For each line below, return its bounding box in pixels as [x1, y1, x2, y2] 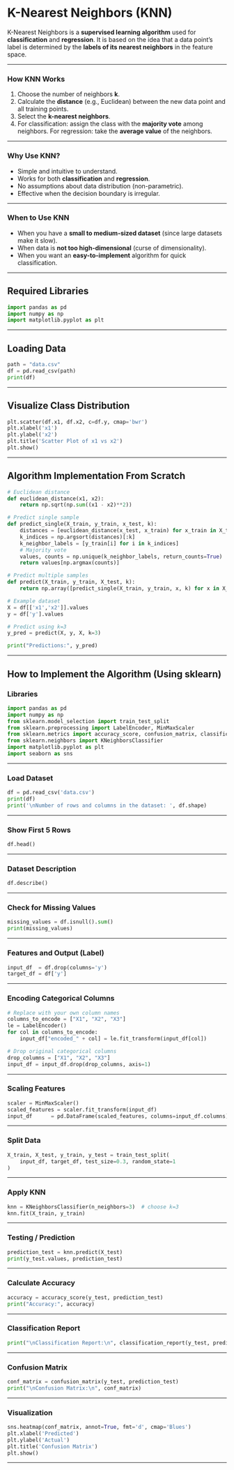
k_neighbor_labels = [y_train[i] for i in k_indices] [19, 540, 179, 547]
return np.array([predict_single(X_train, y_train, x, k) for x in [19, 585, 219, 592]
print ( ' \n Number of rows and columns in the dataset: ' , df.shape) [7, 802, 208, 809]
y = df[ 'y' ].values [7, 610, 64, 618]
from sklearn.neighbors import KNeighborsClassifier [7, 737, 164, 744]
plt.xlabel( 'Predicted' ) [7, 1430, 79, 1437]
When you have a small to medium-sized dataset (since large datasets [17, 229, 223, 237]
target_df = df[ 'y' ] [7, 971, 68, 978]
